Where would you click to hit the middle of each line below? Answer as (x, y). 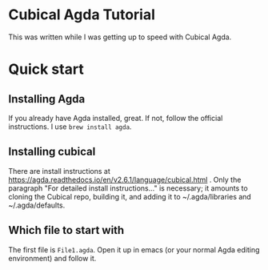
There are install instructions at (59, 171)
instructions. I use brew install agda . (70, 127)
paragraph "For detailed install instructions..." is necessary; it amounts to (128, 188)
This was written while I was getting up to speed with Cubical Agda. (120, 37)
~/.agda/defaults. (37, 205)
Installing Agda (47, 99)
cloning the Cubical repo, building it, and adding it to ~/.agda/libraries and (130, 196)
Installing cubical (52, 152)
